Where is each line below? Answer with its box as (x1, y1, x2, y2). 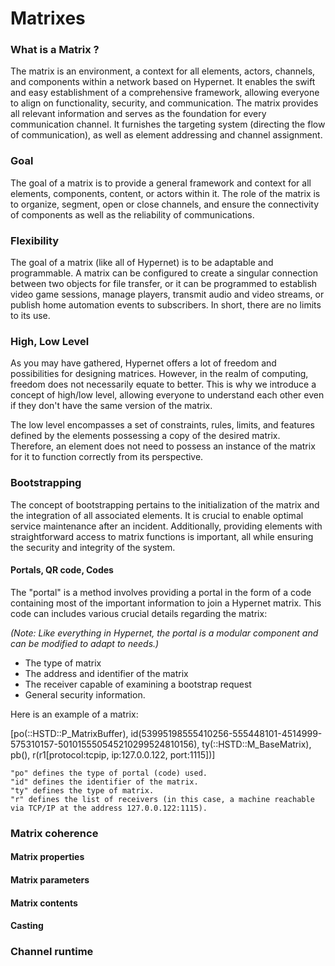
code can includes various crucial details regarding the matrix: (10, 607, 268, 619)
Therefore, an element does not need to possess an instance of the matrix (10, 440, 316, 452)
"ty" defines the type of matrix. (10, 785, 155, 796)
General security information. (24, 688, 146, 701)
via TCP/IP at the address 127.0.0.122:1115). (10, 803, 208, 813)
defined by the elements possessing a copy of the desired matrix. (10, 430, 281, 442)
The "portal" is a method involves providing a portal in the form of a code (10, 586, 312, 598)
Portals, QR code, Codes (10, 564, 114, 576)
